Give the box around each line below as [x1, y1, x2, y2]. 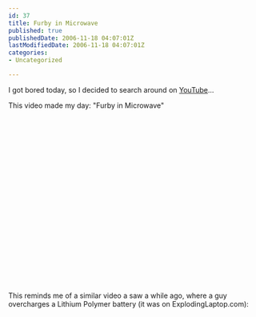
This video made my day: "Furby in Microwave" [8, 101, 165, 110]
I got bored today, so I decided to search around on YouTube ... [8, 85, 214, 94]
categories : [8, 49, 48, 57]
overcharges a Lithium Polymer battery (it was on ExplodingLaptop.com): [8, 299, 250, 308]
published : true [8, 26, 62, 34]
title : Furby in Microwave [8, 19, 98, 27]
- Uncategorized [8, 57, 62, 65]
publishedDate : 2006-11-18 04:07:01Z [8, 34, 134, 42]
